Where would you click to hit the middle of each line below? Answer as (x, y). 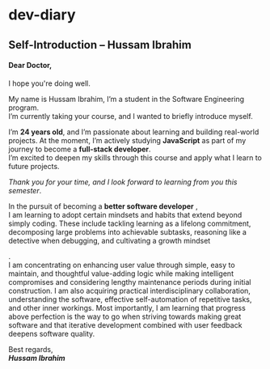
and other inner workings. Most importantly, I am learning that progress (127, 307)
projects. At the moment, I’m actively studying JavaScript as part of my (127, 140)
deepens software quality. (52, 333)
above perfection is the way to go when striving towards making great (125, 316)
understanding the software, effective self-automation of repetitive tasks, (130, 299)
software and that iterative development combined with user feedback (125, 324)
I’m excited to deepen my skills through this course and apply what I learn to (135, 157)
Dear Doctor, (30, 66)
